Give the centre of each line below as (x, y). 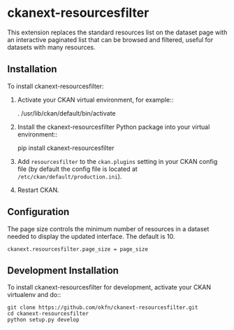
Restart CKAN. (38, 190)
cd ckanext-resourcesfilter (48, 314)
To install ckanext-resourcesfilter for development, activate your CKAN (109, 287)
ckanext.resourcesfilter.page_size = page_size (78, 249)
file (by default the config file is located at (77, 169)
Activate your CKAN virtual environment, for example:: (95, 99)
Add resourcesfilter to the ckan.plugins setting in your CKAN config (117, 161)
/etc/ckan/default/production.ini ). (70, 176)
